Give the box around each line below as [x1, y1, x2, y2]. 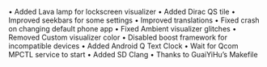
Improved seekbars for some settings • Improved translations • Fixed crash [8, 15, 261, 25]
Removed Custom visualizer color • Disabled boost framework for [8, 32, 228, 42]
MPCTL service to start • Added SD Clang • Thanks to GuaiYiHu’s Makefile [8, 50, 258, 59]
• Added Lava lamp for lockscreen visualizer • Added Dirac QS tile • [8, 7, 236, 16]
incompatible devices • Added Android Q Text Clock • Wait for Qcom [8, 41, 239, 51]
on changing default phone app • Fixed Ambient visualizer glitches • [8, 24, 237, 33]
